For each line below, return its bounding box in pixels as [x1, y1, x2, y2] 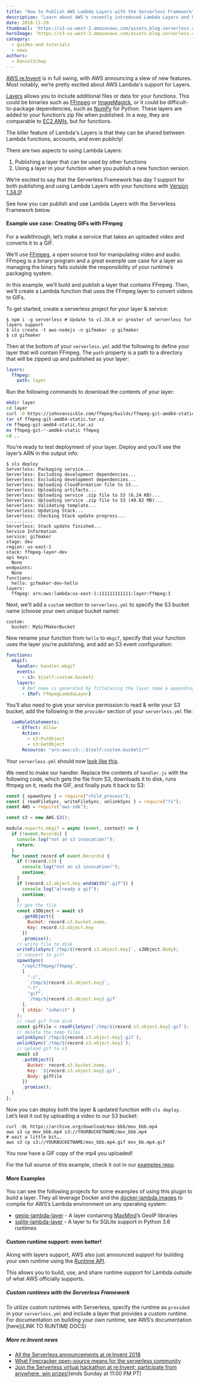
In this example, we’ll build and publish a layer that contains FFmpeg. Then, [6, 281, 190, 288]
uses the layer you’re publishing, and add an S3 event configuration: [6, 641, 173, 648]
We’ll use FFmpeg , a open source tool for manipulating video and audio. [6, 251, 182, 258]
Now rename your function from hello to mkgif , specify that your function [6, 634, 186, 641]
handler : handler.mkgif [17, 663, 76, 669]
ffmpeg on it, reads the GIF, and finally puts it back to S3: [6, 781, 145, 788]
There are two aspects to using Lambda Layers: [6, 146, 123, 154]
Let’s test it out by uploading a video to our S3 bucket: [6, 1112, 138, 1119]
